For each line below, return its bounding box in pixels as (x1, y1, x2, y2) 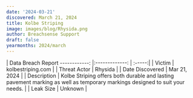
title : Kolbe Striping (6, 20, 64, 26)
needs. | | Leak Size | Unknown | (6, 85, 88, 92)
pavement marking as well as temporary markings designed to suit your (6, 78, 185, 85)
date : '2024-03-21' (6, 8, 56, 15)
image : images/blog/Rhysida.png (6, 25, 88, 32)
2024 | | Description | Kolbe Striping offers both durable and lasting (6, 72, 174, 79)
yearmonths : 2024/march (6, 43, 67, 49)
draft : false (6, 37, 39, 43)
